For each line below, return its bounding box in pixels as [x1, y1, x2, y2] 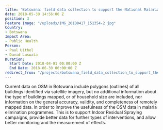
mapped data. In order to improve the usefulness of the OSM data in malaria [5, 104, 157, 110]
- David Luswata [5, 52, 38, 57]
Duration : [5, 57, 25, 62]
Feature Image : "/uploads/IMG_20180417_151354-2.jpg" [5, 20, 116, 26]
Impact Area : [5, 34, 32, 39]
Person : [5, 43, 21, 48]
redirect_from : [5, 70, 36, 75]
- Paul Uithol [5, 48, 34, 52]
